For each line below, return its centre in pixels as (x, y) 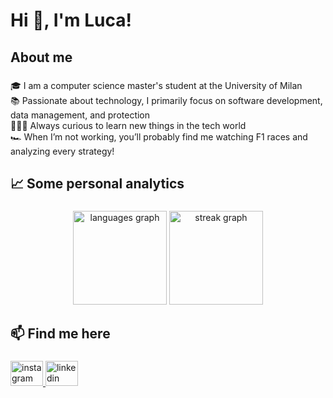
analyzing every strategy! (62, 151)
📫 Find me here (60, 334)
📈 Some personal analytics (97, 183)
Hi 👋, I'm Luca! (71, 20)
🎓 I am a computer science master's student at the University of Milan (156, 85)
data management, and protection (80, 115)
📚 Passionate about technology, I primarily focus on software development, (166, 100)
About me (41, 57)
